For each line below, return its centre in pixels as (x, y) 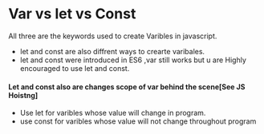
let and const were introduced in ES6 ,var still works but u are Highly (133, 60)
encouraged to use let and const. (75, 68)
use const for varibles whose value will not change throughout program (138, 121)
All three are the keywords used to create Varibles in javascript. (113, 36)
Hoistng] (23, 95)
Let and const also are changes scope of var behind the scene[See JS (127, 87)
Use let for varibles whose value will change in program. (113, 113)
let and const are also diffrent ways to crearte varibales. (112, 51)
